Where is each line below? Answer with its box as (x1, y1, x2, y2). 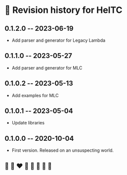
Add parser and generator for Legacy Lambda (11, 37, 106, 43)
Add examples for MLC (11, 92, 59, 98)
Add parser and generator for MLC (11, 64, 83, 71)
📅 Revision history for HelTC (4, 4, 123, 16)
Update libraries (11, 120, 45, 126)
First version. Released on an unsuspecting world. (11, 147, 114, 153)
